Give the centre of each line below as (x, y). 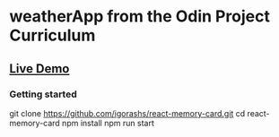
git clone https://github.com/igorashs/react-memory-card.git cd (127, 113)
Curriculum (52, 35)
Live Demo (39, 68)
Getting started (44, 94)
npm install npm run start (108, 123)
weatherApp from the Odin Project (140, 17)
